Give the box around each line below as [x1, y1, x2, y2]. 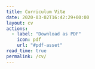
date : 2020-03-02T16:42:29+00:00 [6, 14, 90, 20]
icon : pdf [17, 37, 42, 43]
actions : [6, 25, 28, 32]
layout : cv [6, 20, 33, 26]
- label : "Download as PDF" [11, 31, 82, 37]
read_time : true [6, 48, 47, 54]
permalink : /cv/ [6, 53, 47, 59]
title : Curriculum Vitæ [6, 8, 66, 15]
